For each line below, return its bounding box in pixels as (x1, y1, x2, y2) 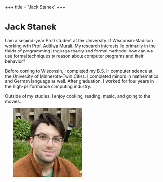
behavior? (5, 58, 26, 64)
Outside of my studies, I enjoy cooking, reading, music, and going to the (5, 93, 151, 99)
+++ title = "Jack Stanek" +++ (5, 4, 66, 10)
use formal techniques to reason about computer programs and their (5, 53, 144, 59)
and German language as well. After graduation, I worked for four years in (5, 78, 154, 84)
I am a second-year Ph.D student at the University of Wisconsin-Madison (5, 37, 153, 43)
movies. (5, 98, 21, 104)
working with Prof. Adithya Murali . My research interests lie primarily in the (5, 43, 156, 49)
